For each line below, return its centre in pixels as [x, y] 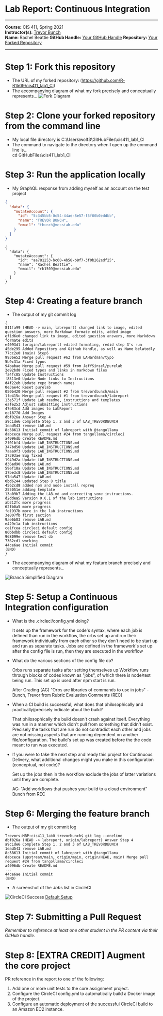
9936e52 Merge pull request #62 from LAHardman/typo [59, 357]
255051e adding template [30, 489]
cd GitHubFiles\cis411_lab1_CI [41, 155]
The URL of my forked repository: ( [47, 80]
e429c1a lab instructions [31, 524]
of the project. [26, 999]
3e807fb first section [28, 515]
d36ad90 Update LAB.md [28, 464]
